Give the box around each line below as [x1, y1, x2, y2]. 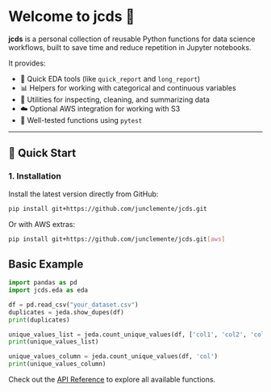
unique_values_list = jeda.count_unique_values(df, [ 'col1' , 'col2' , [8, 331, 248, 339]
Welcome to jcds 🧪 [8, 7, 135, 26]
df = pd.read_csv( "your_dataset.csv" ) [8, 301, 139, 309]
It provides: [8, 58, 46, 68]
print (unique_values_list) [8, 338, 99, 346]
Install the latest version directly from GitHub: [8, 189, 159, 199]
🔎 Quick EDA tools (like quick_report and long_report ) [19, 74, 201, 83]
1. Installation [8, 171, 62, 182]
